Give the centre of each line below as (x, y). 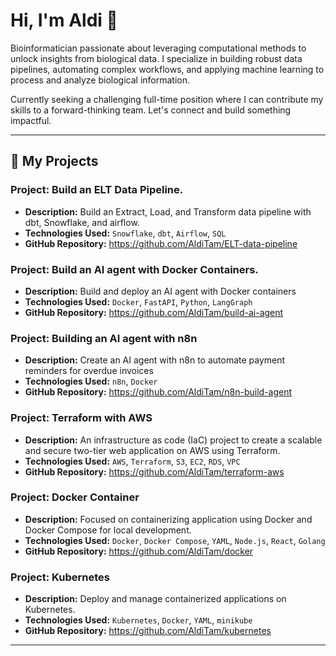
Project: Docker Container (75, 497)
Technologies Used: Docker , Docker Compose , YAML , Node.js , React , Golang (175, 540)
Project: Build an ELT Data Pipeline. (97, 190)
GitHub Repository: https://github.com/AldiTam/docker (139, 551)
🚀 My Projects (54, 161)
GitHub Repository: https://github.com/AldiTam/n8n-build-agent (158, 392)
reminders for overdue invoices (89, 371)
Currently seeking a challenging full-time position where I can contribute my (167, 99)
